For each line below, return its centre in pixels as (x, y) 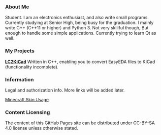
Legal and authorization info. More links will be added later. (65, 90)
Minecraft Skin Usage (27, 99)
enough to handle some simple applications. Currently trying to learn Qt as (81, 33)
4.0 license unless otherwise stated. (42, 128)
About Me (17, 7)
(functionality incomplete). (32, 67)
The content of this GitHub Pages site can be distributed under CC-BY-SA (80, 123)
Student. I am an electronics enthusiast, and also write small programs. (77, 18)
